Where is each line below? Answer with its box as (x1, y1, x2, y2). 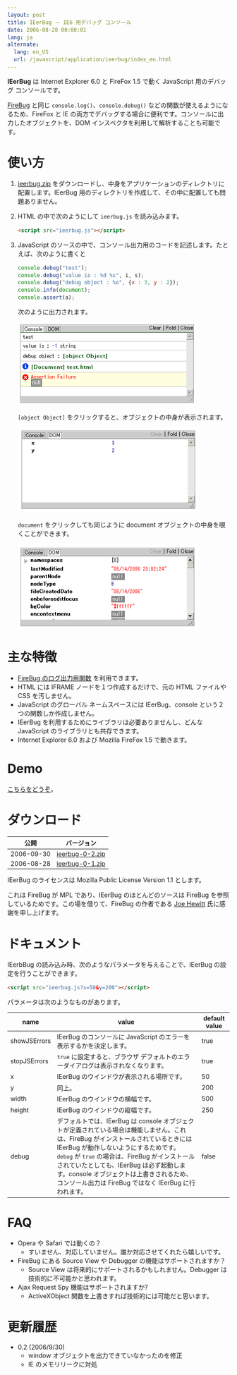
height (10, 1106, 30, 1114)
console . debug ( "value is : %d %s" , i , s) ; (17, 271, 145, 279)
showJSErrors (10, 1037, 51, 1045)
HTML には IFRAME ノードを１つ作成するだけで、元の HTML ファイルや (17, 683, 227, 691)
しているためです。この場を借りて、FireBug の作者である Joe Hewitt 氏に (7, 900, 220, 908)
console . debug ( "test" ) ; (17, 264, 88, 271)
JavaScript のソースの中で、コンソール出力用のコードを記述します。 (17, 240, 217, 249)
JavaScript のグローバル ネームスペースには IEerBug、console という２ (17, 700, 224, 709)
